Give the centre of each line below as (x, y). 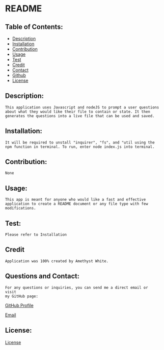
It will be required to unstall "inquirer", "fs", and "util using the (80, 142)
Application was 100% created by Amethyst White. (57, 261)
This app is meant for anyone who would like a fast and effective (76, 200)
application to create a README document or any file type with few (77, 204)
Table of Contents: (34, 27)
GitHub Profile (19, 305)
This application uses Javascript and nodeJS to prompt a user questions (82, 107)
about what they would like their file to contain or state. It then (78, 111)
